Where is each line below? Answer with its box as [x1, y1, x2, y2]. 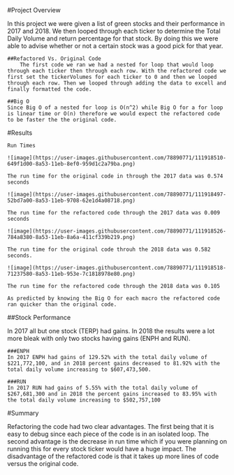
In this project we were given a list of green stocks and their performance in [7, 20, 226, 27]
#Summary [7, 409, 39, 417]
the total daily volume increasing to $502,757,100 [7, 397, 161, 404]
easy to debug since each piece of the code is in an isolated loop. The [7, 430, 210, 438]
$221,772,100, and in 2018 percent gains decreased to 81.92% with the [7, 360, 220, 367]
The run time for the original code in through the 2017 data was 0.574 [7, 173, 224, 180]
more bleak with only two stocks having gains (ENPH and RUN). [7, 335, 191, 342]
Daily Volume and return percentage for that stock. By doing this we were [7, 34, 219, 43]
